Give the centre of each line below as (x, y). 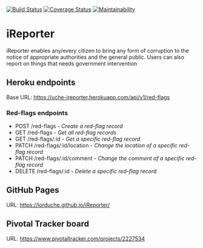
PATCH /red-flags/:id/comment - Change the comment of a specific (100, 158)
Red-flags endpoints (37, 113)
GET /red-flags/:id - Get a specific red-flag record (78, 139)
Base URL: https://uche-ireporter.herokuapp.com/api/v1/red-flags (88, 97)
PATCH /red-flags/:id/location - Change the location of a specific (96, 146)
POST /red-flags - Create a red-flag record (69, 126)
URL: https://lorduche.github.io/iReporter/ (58, 205)
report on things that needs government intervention (72, 63)
